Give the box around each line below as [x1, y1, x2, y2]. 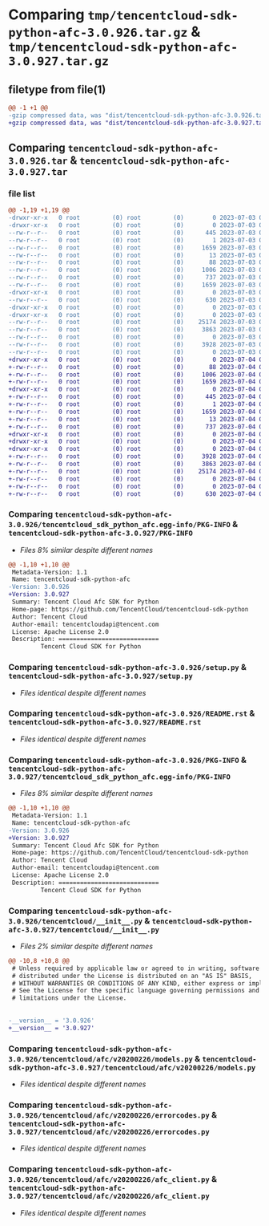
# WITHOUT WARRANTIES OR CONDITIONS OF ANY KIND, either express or [11, 979, 246, 988]
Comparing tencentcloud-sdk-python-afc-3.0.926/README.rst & [8, 708, 255, 719]
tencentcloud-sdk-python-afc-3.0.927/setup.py [8, 672, 194, 681]
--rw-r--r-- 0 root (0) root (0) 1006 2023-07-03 [8, 266, 256, 274]
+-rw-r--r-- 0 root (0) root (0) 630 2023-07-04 [8, 489, 256, 498]
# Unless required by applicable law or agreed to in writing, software [11, 964, 260, 972]
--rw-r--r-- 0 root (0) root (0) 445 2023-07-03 [8, 229, 256, 237]
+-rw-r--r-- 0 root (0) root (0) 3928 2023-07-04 [8, 453, 256, 461]
